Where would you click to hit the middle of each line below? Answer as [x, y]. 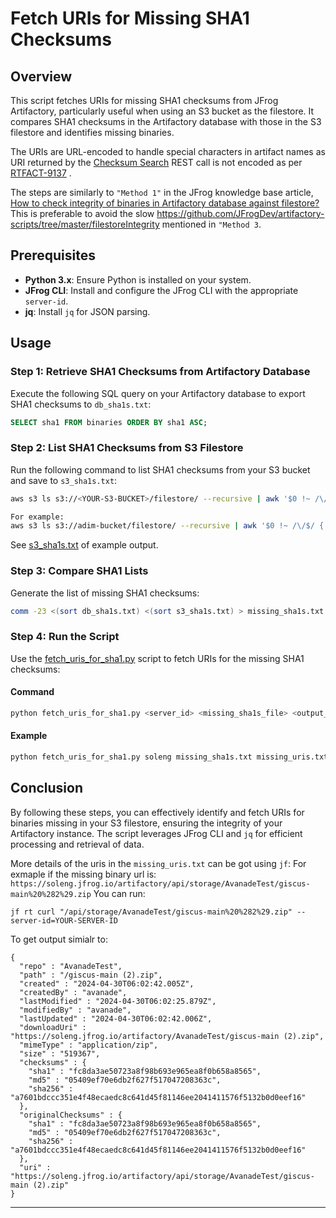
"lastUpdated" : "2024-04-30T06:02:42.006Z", [116, 1018]
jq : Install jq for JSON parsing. [87, 311]
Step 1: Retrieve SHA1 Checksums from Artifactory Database [160, 372]
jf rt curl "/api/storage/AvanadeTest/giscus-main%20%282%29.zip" [151, 912]
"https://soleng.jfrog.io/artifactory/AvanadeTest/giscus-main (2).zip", [167, 1036]
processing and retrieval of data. [77, 844]
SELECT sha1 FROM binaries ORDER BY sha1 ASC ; [109, 422]
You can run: [119, 893]
